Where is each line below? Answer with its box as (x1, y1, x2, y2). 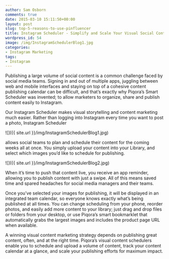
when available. (5, 222, 38, 228)
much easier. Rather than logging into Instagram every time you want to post (5, 114, 163, 121)
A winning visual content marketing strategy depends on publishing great (5, 232, 157, 238)
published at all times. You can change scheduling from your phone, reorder (5, 201, 163, 207)
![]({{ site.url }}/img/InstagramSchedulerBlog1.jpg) (5, 129, 109, 136)
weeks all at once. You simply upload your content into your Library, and (5, 145, 155, 151)
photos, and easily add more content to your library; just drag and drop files (5, 206, 162, 212)
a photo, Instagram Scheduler (5, 120, 67, 126)
